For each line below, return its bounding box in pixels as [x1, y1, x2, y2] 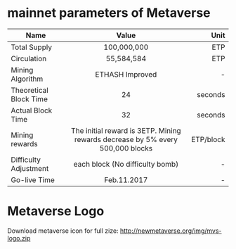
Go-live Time [11, 174, 55, 184]
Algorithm [11, 74, 44, 84]
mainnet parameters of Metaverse [7, 5, 211, 21]
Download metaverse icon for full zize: [7, 226, 119, 235]
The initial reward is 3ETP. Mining [71, 125, 181, 135]
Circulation [11, 53, 47, 63]
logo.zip [7, 234, 31, 242]
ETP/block [190, 134, 225, 144]
